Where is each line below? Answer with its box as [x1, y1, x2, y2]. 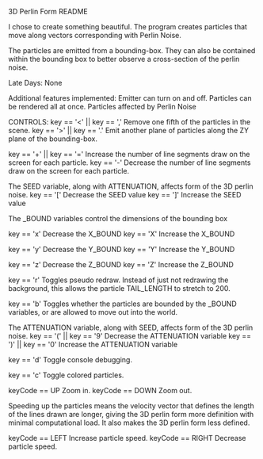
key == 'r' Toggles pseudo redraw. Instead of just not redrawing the [8, 275, 229, 285]
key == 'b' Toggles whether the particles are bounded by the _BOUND [8, 299, 238, 308]
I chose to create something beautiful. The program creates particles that [8, 22, 248, 31]
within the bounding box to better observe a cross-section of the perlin [8, 55, 240, 63]
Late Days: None [8, 78, 63, 87]
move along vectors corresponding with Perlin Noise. [8, 31, 182, 40]
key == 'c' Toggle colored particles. [8, 370, 124, 380]
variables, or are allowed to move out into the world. [8, 308, 178, 316]
